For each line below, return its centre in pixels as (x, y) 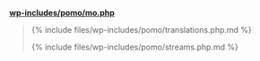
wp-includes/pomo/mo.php (62, 13)
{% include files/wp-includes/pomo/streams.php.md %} (135, 47)
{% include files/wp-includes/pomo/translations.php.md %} (142, 30)
